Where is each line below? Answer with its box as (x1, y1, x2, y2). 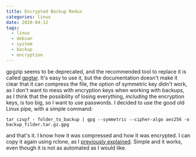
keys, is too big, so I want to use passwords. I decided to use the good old (6, 99, 185, 106)
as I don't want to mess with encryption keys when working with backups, (6, 86, 185, 93)
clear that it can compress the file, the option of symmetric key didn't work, (6, 80, 187, 88)
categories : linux (6, 14, 51, 20)
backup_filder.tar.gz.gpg (6, 121, 69, 127)
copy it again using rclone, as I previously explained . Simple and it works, (6, 138, 183, 145)
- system (11, 41, 33, 47)
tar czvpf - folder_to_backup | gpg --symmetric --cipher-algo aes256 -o (6, 116, 190, 123)
